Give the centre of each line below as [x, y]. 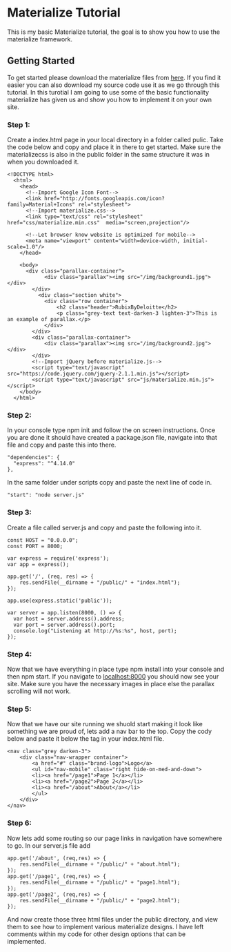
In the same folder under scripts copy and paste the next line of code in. [110, 483]
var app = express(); [38, 564]
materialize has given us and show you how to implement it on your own [110, 99]
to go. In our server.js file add [49, 845]
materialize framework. [40, 39]
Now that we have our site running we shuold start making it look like [105, 724]
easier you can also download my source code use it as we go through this [113, 85]
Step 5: [20, 709]
